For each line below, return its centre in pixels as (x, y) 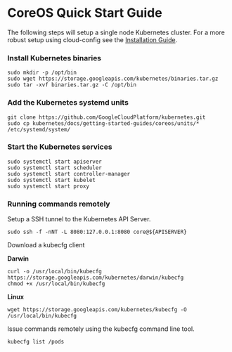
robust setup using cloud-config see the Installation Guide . (92, 39)
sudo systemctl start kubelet (52, 180)
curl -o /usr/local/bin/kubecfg (54, 272)
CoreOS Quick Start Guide (85, 13)
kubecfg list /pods (36, 342)
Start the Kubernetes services (60, 147)
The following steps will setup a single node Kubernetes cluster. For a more (116, 32)
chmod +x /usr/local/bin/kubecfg (56, 284)
